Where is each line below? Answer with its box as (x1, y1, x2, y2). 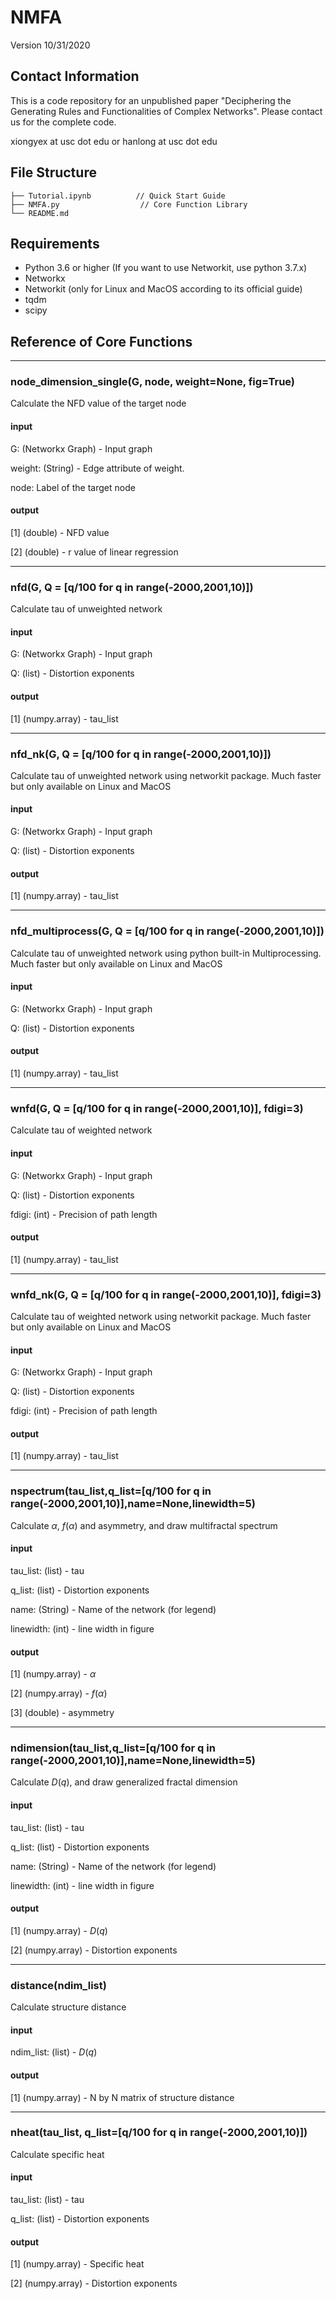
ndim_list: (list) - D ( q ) (10, 2046, 98, 2058)
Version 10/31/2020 (10, 39, 91, 51)
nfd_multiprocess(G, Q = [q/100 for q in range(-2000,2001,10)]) (10, 924, 325, 938)
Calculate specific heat (10, 2148, 105, 2160)
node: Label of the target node (10, 481, 136, 493)
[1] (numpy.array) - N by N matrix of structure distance (10, 2091, 235, 2103)
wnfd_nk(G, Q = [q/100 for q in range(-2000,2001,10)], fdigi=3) (10, 1287, 322, 1301)
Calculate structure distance (10, 2001, 127, 2013)
